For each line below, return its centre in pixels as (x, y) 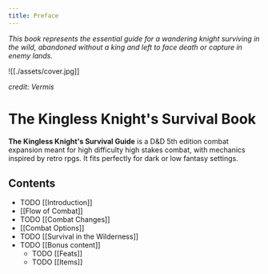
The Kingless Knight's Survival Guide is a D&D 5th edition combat (119, 141)
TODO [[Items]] (57, 262)
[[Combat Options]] (52, 228)
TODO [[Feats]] (57, 254)
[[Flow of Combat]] (51, 211)
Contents (32, 183)
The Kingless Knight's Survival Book (132, 119)
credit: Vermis (31, 87)
